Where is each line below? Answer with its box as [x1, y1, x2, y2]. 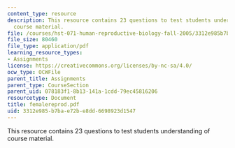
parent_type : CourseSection [7, 82, 90, 89]
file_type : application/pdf [7, 43, 90, 50]
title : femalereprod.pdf [7, 101, 80, 108]
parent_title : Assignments [7, 75, 86, 82]
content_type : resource [7, 10, 77, 17]
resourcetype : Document [7, 95, 77, 102]
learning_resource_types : [7, 50, 83, 57]
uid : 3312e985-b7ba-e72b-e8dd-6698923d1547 [7, 108, 136, 114]
